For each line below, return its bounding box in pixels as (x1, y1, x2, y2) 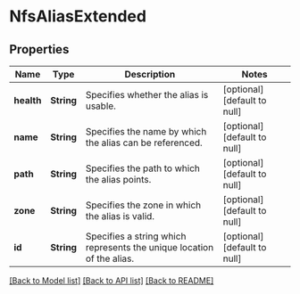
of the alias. (85, 252, 135, 265)
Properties (9, 42, 70, 57)
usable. (85, 100, 116, 112)
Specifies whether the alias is (85, 89, 209, 101)
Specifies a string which (85, 230, 187, 242)
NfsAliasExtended (9, 6, 147, 27)
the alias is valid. (85, 210, 154, 222)
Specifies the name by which (85, 126, 207, 137)
